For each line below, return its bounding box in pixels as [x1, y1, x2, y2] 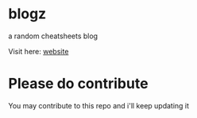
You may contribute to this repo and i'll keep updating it [8, 100, 189, 110]
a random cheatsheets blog [8, 31, 98, 41]
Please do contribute [8, 75, 149, 92]
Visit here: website [8, 46, 69, 56]
